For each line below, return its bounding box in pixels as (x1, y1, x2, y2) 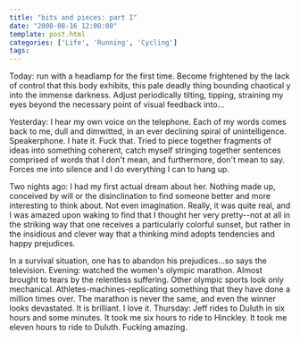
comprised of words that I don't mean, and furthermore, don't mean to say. (9, 154, 286, 165)
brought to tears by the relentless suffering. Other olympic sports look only (9, 274, 284, 286)
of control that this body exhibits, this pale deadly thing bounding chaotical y (9, 80, 291, 91)
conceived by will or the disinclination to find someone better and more (9, 191, 271, 202)
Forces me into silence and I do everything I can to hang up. (9, 164, 230, 175)
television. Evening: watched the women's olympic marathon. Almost (9, 265, 263, 276)
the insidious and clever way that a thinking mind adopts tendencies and (9, 229, 275, 239)
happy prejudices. (9, 238, 76, 249)
